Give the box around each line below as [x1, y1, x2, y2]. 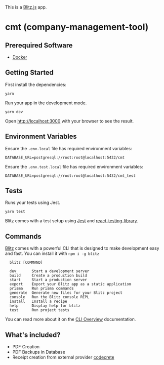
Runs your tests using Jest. [5, 200, 61, 205]
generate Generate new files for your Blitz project [9, 290, 123, 295]
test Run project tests [9, 308, 70, 313]
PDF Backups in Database [12, 349, 66, 355]
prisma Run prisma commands [9, 286, 74, 291]
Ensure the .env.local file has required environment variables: [5, 145, 132, 151]
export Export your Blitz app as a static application [9, 282, 132, 287]
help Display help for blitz [9, 303, 81, 308]
